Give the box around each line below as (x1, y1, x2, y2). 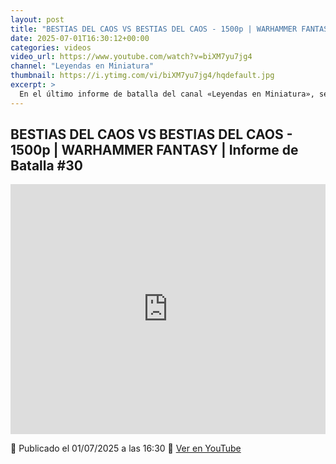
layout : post (10, 14, 65, 25)
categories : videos (10, 42, 92, 53)
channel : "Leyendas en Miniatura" (10, 61, 155, 71)
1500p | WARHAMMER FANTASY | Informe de (10, 142, 299, 159)
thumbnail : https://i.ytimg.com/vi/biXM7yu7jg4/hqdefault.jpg (10, 71, 275, 81)
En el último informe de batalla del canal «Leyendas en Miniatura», (19, 89, 315, 99)
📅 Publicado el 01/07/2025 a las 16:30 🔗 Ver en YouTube (10, 442, 242, 455)
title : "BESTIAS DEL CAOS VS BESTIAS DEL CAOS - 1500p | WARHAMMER (10, 24, 298, 34)
